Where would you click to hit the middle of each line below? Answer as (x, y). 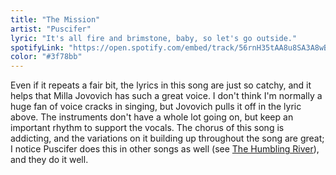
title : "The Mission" (55, 19)
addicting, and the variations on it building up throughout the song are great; (167, 138)
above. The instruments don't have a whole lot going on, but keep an (152, 117)
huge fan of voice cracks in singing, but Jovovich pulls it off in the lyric (156, 107)
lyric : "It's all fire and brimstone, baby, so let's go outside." (154, 38)
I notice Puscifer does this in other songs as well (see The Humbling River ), (165, 149)
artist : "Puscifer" (51, 29)
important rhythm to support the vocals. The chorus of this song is (147, 128)
